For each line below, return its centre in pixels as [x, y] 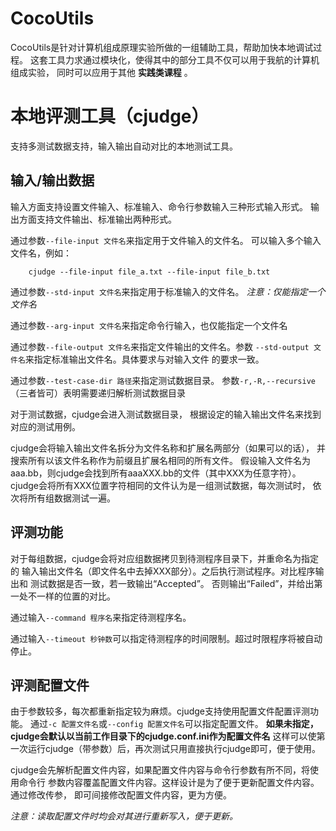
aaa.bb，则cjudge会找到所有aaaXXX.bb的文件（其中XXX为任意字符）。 [156, 473]
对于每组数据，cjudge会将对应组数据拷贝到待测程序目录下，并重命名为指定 [164, 558]
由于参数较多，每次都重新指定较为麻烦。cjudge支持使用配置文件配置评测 [160, 711]
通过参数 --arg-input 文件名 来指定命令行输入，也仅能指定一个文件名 [149, 325]
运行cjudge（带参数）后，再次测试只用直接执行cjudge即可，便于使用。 [174, 749]
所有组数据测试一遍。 [71, 498]
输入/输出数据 [52, 180]
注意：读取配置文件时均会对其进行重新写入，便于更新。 [124, 816]
